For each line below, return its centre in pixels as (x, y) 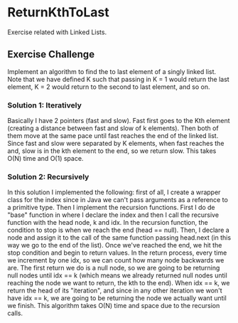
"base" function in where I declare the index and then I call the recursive (113, 215)
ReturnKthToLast (59, 12)
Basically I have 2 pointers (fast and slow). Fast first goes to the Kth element (119, 121)
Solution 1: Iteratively (44, 105)
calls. (15, 313)
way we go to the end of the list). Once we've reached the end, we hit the (115, 245)
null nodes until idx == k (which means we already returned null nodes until (117, 275)
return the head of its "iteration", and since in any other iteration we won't (115, 291)
